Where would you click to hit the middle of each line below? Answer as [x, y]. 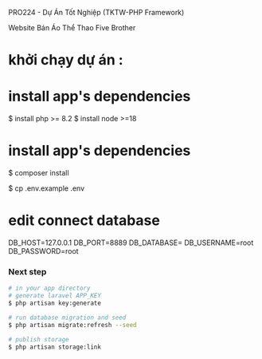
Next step [27, 271]
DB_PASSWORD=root [43, 251]
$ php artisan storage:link [55, 347]
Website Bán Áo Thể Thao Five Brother [72, 28]
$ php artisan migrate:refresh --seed [72, 325]
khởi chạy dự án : [66, 60]
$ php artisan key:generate [55, 303]
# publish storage [39, 339]
